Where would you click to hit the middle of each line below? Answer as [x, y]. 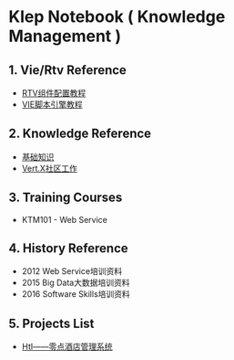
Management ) [65, 36]
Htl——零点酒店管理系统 [67, 347]
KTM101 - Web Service [65, 219]
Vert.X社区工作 [50, 168]
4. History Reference [68, 249]
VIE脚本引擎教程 [52, 104]
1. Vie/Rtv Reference [67, 70]
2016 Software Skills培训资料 [76, 294]
